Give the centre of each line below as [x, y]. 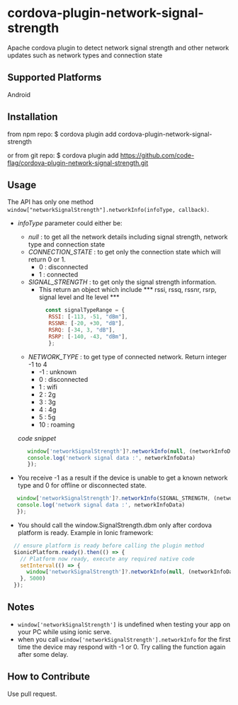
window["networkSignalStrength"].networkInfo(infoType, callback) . [108, 210]
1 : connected [58, 275]
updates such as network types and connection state [85, 55]
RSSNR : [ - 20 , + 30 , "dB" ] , [87, 324]
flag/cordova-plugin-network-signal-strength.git [78, 163]
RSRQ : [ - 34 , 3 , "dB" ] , [82, 330]
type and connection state [66, 244]
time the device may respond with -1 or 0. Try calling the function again [121, 647]
